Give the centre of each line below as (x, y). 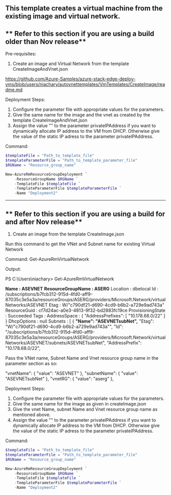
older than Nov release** (46, 41)
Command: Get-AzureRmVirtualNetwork (47, 259)
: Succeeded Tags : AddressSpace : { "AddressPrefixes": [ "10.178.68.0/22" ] (85, 316)
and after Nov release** (44, 222)
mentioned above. (32, 415)
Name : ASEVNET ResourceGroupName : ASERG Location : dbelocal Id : (82, 289)
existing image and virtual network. (63, 17)
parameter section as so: (31, 364)
